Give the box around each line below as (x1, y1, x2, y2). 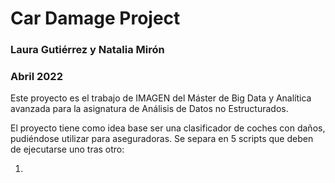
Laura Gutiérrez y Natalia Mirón (10, 43, 165, 57)
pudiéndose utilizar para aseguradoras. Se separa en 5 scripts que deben (10, 133, 314, 145)
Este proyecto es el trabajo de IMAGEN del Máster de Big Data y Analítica (10, 92, 312, 104)
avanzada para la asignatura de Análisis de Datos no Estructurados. (10, 103, 289, 115)
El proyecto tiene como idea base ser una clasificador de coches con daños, (10, 122, 326, 134)
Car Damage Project (10, 7, 181, 30)
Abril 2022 (10, 70, 63, 84)
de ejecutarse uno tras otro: (10, 143, 125, 156)
